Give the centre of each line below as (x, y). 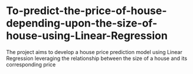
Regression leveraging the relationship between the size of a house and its (97, 58)
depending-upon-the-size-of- (82, 23)
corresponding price (31, 64)
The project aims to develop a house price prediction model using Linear (94, 52)
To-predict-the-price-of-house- (86, 11)
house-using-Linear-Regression (87, 36)
